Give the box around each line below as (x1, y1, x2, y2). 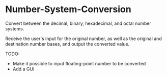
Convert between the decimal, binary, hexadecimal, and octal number (5, 20, 152, 26)
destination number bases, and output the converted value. (5, 41, 130, 47)
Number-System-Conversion (5, 4, 131, 15)
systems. (5, 25, 24, 31)
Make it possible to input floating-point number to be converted (12, 60, 146, 66)
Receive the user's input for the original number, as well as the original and (5, 35, 162, 42)
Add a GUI (12, 66, 35, 72)
